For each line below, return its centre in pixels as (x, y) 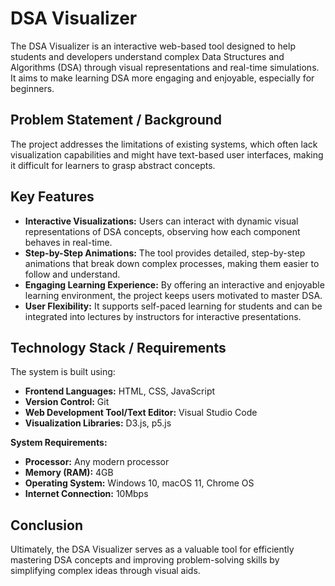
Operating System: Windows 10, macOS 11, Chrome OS (139, 483)
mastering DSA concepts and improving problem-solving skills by (145, 560)
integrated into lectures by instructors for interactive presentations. (163, 316)
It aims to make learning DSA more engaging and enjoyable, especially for (162, 78)
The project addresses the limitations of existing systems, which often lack (164, 144)
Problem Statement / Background (116, 120)
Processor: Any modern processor (97, 462)
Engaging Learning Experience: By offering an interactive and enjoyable (174, 284)
